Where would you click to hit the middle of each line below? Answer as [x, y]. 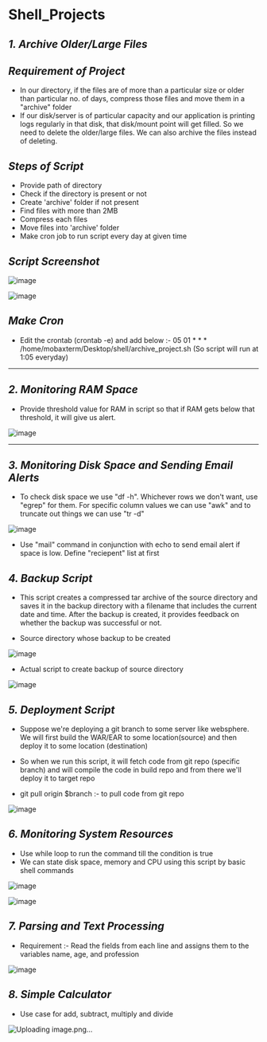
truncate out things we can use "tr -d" [82, 514]
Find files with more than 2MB [69, 211]
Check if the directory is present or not [83, 194]
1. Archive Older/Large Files [78, 44]
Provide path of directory [61, 186]
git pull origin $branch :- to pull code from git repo [102, 794]
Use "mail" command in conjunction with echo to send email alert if [130, 545]
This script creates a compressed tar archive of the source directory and [139, 598]
